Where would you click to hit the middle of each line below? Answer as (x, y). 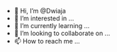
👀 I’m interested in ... (44, 18)
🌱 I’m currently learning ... (52, 26)
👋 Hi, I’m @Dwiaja (40, 11)
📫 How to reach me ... (47, 41)
